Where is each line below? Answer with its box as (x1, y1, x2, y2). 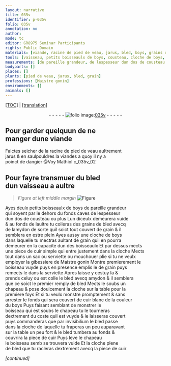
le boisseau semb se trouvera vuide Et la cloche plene (5, 340, 119, 346)
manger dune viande (5, 134, 72, 143)
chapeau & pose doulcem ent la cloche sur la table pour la (5, 286, 126, 292)
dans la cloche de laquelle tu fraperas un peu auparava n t (5, 324, 125, 330)
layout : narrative (5, 7, 44, 13)
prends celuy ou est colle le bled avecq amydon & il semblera (5, 275, 134, 281)
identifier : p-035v (5, 17, 47, 22)
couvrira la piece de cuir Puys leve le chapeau (5, 334, 102, 341)
